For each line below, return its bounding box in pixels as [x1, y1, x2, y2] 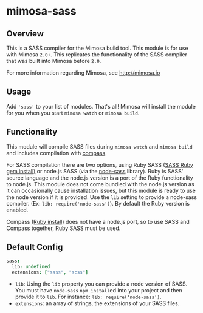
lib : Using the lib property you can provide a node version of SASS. [15, 280, 188, 288]
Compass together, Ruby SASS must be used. [6, 224, 121, 232]
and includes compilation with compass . [6, 149, 108, 156]
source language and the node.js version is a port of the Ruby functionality [6, 174, 193, 181]
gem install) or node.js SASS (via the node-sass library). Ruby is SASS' [6, 167, 184, 175]
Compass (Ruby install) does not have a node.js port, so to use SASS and [6, 218, 190, 225]
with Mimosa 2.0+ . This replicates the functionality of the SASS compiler [6, 51, 187, 58]
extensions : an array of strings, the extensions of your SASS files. [15, 300, 180, 307]
